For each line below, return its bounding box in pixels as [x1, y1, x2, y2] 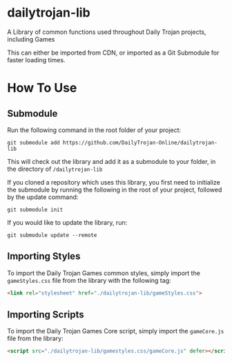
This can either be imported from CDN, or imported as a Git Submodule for [7, 48, 220, 57]
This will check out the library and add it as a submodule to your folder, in [7, 157, 216, 165]
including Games [7, 35, 55, 43]
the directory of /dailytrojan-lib [7, 165, 103, 173]
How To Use [7, 80, 77, 96]
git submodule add [7, 139, 60, 146]
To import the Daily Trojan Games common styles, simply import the [7, 268, 200, 277]
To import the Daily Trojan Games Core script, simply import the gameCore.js [7, 327, 224, 335]
